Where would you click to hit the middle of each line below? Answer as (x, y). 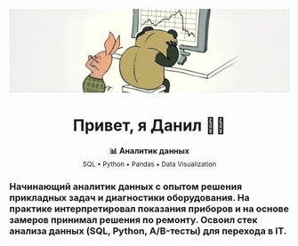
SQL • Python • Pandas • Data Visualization (149, 164)
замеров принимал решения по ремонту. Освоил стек (133, 219)
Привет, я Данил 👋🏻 (149, 126)
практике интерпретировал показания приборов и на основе (149, 209)
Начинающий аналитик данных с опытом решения (126, 186)
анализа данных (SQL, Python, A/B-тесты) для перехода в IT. (148, 231)
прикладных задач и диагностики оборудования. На (130, 197)
